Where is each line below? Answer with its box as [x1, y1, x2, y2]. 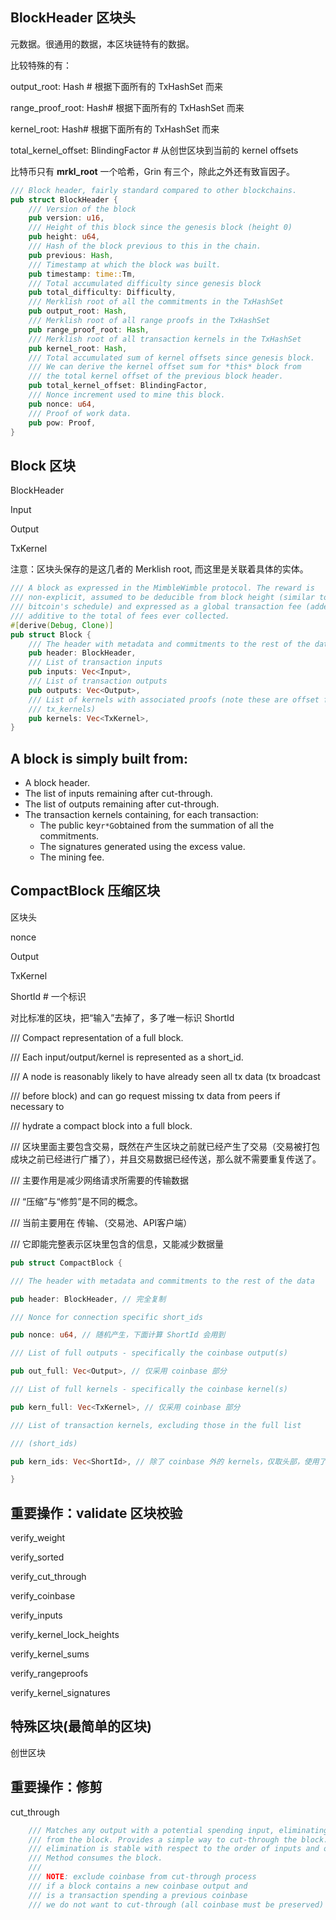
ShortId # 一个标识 [10, 990, 87, 1002]
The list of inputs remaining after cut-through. [24, 788, 213, 800]
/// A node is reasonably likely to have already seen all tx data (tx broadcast [10, 1070, 321, 1082]
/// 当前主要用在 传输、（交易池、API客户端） [10, 1216, 193, 1228]
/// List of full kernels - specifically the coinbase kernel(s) [10, 1384, 288, 1394]
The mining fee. [39, 851, 105, 863]
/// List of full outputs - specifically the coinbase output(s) [10, 1348, 288, 1358]
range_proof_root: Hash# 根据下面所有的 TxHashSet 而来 [10, 101, 245, 113]
